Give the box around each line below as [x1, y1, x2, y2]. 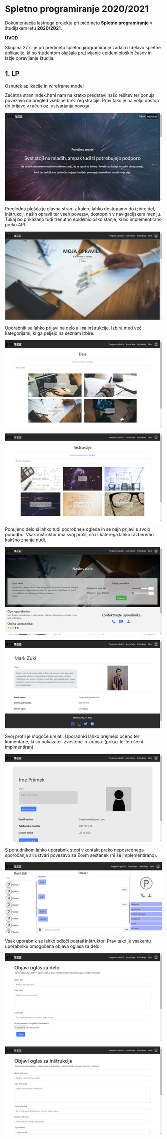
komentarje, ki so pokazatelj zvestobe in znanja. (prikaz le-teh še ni [5, 738, 143, 744]
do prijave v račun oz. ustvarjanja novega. [5, 103, 91, 109]
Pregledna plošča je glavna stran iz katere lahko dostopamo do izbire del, [5, 206, 156, 212]
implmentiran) [5, 744, 34, 750]
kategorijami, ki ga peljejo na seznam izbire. [5, 330, 95, 336]
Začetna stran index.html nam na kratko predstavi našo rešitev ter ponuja [5, 92, 155, 98]
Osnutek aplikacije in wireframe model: [5, 83, 85, 88]
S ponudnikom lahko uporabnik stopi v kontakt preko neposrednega [5, 847, 144, 853]
